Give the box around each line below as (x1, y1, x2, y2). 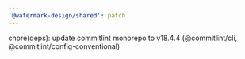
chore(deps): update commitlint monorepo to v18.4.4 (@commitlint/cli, (8, 33, 238, 42)
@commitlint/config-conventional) (8, 41, 121, 51)
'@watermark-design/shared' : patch (8, 11, 126, 20)
